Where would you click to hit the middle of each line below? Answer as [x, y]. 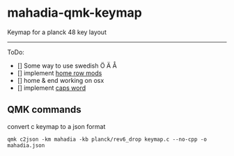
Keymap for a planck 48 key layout [57, 32]
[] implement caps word [52, 88]
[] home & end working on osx [61, 80]
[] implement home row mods [60, 73]
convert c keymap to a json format [56, 126]
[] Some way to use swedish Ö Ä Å [67, 65]
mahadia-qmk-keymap [75, 13]
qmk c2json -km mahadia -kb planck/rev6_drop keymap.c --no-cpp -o [107, 139]
